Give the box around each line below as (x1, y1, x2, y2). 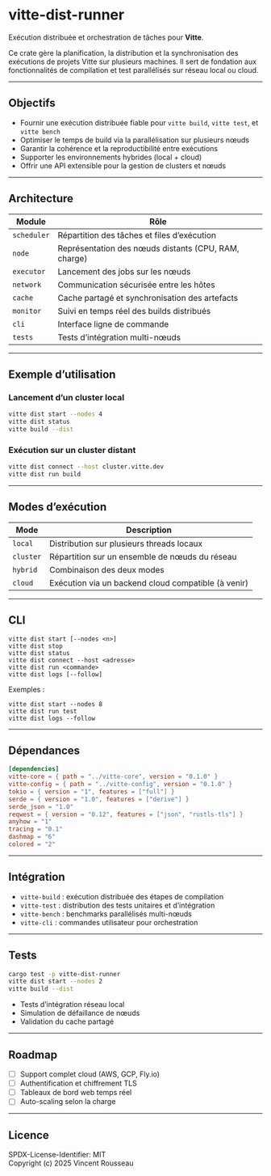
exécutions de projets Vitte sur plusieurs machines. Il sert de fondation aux (8, 57, 256, 66)
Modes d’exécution (8, 500, 107, 514)
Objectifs (8, 96, 56, 110)
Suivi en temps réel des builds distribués (57, 305, 211, 316)
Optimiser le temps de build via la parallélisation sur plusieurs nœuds (19, 135, 250, 145)
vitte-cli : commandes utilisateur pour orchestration (19, 917, 198, 927)
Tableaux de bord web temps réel (19, 1088, 132, 1098)
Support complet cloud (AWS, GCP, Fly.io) (19, 1069, 160, 1079)
